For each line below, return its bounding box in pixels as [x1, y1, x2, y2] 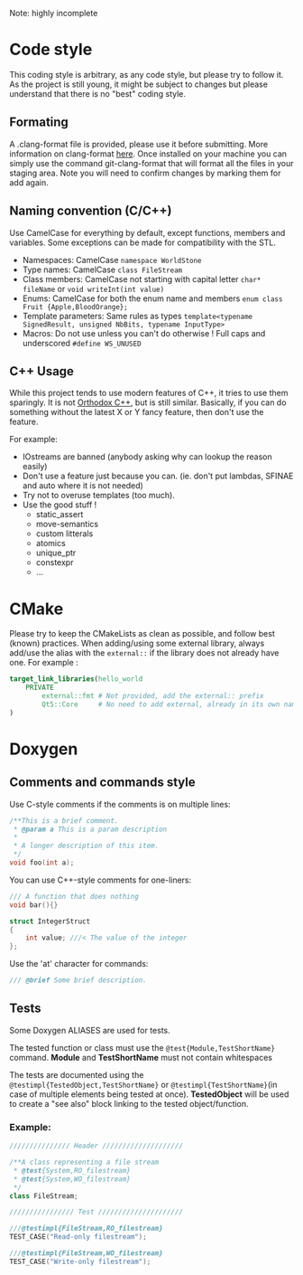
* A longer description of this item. [13, 841, 160, 851]
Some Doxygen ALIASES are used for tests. [9, 1025, 171, 1035]
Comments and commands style [9, 775, 196, 790]
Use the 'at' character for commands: [9, 959, 149, 969]
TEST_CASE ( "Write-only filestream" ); [9, 1257, 151, 1266]
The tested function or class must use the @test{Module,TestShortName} [9, 1042, 275, 1053]
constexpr [35, 557, 74, 568]
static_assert [35, 509, 84, 520]
